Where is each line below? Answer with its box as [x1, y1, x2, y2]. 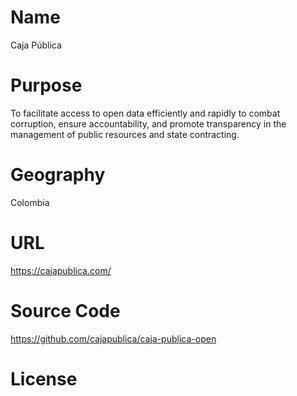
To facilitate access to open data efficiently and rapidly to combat [10, 107, 281, 119]
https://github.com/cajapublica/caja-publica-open [10, 332, 217, 345]
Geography [10, 164, 106, 186]
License [10, 367, 78, 390]
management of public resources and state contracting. [10, 128, 240, 140]
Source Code [10, 299, 121, 322]
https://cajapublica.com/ [10, 264, 112, 276]
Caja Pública [10, 39, 62, 51]
